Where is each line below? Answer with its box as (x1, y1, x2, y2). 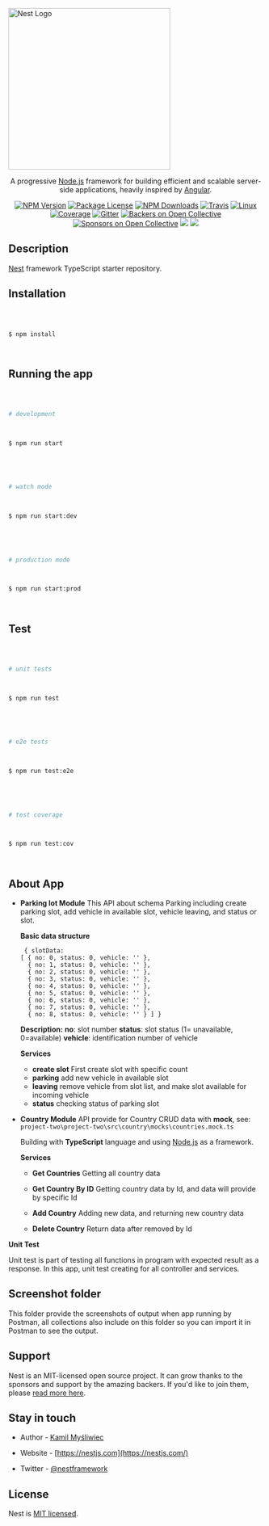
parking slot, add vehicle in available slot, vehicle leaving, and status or (19, 906, 257, 916)
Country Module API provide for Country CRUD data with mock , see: (19, 1114, 251, 1124)
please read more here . (8, 1388, 86, 1398)
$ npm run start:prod (8, 585, 82, 593)
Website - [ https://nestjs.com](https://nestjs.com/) (19, 1448, 188, 1458)
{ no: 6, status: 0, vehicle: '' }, (27, 996, 151, 1004)
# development (8, 410, 57, 418)
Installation (8, 287, 66, 301)
